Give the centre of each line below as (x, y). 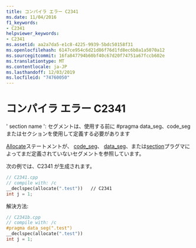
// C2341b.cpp (24, 217)
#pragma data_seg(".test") (39, 228)
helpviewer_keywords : (33, 34)
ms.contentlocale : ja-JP (37, 67)
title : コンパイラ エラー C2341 (42, 12)
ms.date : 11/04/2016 (32, 17)
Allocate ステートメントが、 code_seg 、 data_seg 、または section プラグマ (96, 146)
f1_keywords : (22, 22)
